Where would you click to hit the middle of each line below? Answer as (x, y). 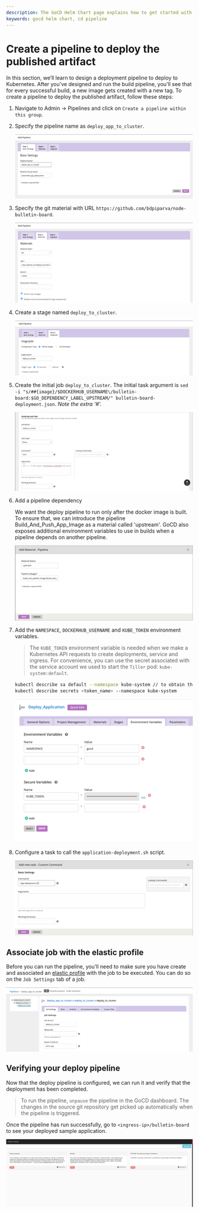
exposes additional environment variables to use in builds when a (94, 531)
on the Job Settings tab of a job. (46, 979)
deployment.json (35, 404)
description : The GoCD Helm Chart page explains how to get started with (99, 12)
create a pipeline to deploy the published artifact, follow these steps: (90, 97)
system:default (48, 674)
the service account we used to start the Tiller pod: (94, 667)
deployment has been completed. (47, 1089)
